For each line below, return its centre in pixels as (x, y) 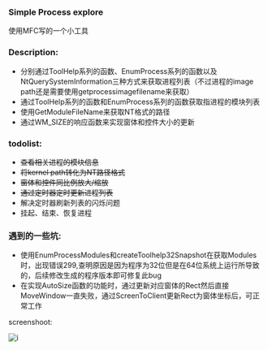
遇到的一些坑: (35, 235)
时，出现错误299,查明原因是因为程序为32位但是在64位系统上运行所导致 (140, 266)
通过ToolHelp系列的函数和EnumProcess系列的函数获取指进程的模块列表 (140, 102)
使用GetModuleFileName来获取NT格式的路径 (95, 111)
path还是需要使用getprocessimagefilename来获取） (107, 91)
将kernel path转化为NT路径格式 (73, 172)
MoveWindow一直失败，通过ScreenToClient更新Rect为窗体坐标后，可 (136, 296)
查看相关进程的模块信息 (59, 162)
